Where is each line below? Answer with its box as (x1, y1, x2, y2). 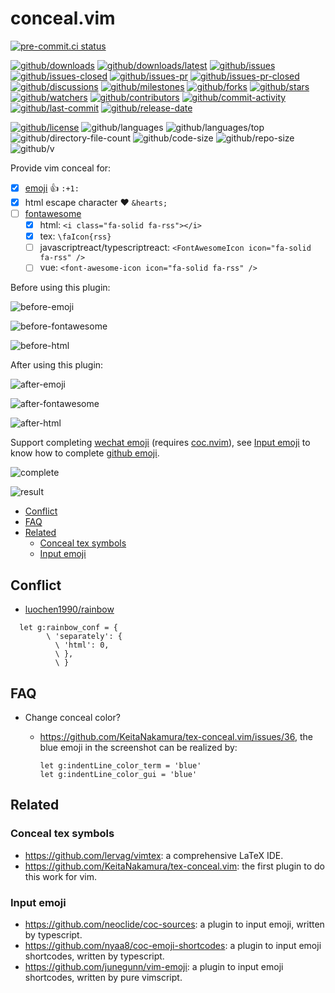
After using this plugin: (10, 359, 104, 371)
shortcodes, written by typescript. (24, 950, 165, 962)
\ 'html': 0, (54, 640, 110, 651)
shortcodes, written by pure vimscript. (24, 971, 183, 983)
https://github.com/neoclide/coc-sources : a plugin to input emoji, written (24, 918, 325, 930)
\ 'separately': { (46, 632, 123, 642)
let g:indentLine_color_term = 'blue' (39, 760, 202, 771)
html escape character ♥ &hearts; (24, 196, 168, 208)
